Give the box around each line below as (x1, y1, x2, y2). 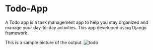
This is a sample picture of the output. (5, 39, 83, 45)
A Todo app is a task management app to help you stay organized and (5, 19, 149, 25)
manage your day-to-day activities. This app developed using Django (5, 24, 147, 30)
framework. (5, 30, 29, 36)
